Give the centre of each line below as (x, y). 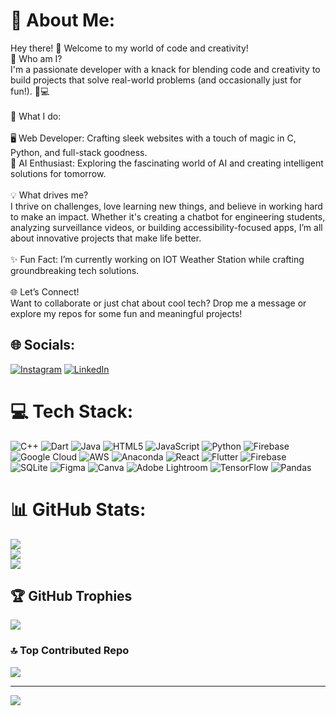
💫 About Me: (63, 20)
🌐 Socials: (43, 345)
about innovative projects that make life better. (106, 238)
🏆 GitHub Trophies (71, 596)
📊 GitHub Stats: (78, 509)
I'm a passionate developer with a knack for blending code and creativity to (165, 69)
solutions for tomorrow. (58, 173)
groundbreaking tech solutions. (75, 270)
